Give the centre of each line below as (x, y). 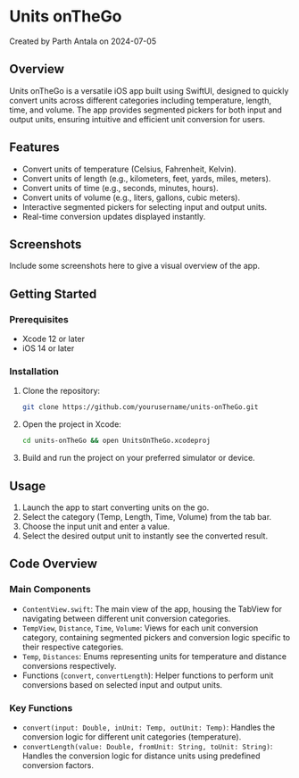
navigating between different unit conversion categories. (126, 618)
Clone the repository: (61, 391)
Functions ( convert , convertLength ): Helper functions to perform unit (148, 675)
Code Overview (54, 564)
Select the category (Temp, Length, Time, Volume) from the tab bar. (147, 516)
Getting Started (53, 293)
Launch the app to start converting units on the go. (116, 507)
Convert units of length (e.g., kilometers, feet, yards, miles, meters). (146, 178)
